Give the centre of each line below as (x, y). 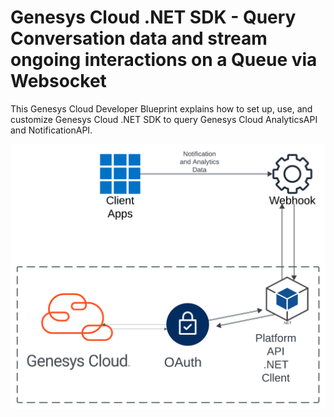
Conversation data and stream (139, 38)
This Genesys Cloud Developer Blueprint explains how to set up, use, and (161, 108)
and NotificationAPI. (51, 130)
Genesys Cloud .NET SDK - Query (153, 17)
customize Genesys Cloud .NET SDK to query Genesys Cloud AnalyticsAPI (164, 119)
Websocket (58, 81)
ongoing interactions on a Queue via (164, 60)
